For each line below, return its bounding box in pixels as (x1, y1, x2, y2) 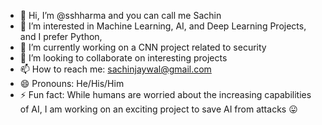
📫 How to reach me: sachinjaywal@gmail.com (19, 63, 212, 75)
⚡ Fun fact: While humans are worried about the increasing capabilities (19, 89, 312, 100)
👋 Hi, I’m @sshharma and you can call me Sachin (19, 10, 222, 21)
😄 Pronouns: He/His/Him (19, 78, 125, 89)
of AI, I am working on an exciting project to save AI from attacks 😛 (19, 103, 298, 115)
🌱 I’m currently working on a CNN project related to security (19, 41, 267, 53)
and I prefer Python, (19, 31, 103, 42)
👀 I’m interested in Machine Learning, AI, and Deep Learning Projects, (19, 20, 307, 32)
